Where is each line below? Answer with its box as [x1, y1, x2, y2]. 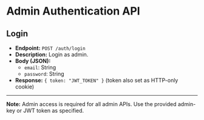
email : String [24, 64, 56, 71]
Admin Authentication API [6, 4, 141, 18]
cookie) [15, 83, 35, 90]
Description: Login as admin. [15, 51, 89, 58]
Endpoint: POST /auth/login [15, 44, 86, 52]
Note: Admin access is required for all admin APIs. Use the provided [6, 101, 177, 107]
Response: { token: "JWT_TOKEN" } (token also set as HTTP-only [15, 77, 178, 84]
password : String [24, 70, 65, 77]
